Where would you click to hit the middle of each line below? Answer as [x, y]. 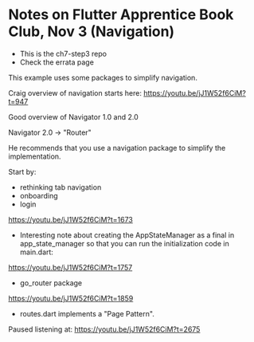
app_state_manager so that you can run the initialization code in [124, 243]
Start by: [22, 171]
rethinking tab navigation [61, 187]
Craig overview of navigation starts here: [75, 92]
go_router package [51, 283]
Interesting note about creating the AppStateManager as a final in [127, 235]
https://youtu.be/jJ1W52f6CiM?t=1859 [71, 298]
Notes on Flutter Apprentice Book [121, 15]
